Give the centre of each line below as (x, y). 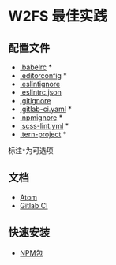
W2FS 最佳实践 (58, 16)
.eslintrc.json (40, 92)
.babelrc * (36, 67)
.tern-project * (43, 134)
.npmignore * (41, 118)
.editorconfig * (43, 75)
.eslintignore (40, 84)
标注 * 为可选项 (31, 150)
